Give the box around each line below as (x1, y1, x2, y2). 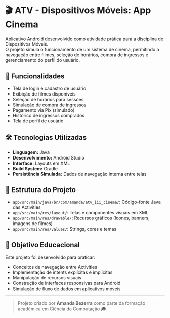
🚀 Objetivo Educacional (5, 240, 80, 249)
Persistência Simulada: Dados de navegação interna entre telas (12, 171, 147, 177)
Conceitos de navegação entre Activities (12, 264, 98, 270)
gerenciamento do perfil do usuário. (5, 57, 80, 63)
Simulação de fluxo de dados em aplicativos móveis (12, 285, 121, 292)
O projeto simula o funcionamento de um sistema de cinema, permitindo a (5, 46, 159, 52)
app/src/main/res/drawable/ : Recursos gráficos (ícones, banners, (12, 215, 150, 221)
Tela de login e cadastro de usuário (12, 85, 87, 91)
